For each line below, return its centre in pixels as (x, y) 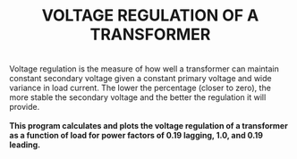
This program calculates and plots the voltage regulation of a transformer (148, 125)
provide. (25, 106)
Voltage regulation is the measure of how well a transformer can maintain (144, 69)
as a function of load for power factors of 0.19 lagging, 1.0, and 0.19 (136, 135)
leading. (25, 145)
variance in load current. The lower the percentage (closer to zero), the (140, 88)
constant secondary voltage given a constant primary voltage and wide (140, 78)
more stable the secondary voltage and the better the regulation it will (138, 97)
